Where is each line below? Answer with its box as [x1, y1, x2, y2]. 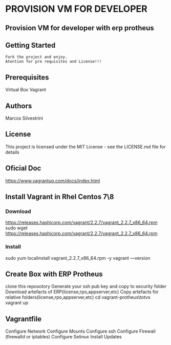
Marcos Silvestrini [5, 115, 44, 121]
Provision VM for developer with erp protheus [5, 24, 155, 32]
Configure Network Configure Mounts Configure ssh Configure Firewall [5, 328, 156, 334]
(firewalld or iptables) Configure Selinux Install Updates [5, 334, 122, 340]
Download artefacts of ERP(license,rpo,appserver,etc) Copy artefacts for [5, 289, 159, 295]
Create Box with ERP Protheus [5, 270, 103, 279]
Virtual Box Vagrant [5, 87, 46, 93]
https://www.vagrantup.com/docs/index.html [5, 178, 100, 184]
